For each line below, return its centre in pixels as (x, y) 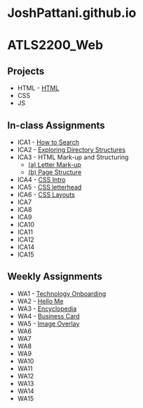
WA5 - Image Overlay (48, 323)
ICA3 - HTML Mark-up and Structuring (73, 157)
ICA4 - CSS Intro (41, 180)
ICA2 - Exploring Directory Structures (71, 150)
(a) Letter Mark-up (55, 165)
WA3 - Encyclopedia (47, 309)
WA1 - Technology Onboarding (62, 293)
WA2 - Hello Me (40, 301)
